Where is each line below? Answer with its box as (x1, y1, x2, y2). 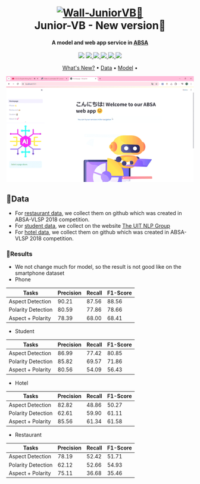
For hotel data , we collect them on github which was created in (14, 229, 170, 236)
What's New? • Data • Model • (62, 64, 138, 72)
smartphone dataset (14, 269, 65, 277)
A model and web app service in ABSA (51, 39, 149, 46)
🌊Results (6, 250, 33, 258)
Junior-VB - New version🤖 (34, 19, 166, 32)
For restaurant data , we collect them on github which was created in (14, 210, 182, 217)
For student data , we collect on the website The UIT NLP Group (14, 222, 171, 229)
